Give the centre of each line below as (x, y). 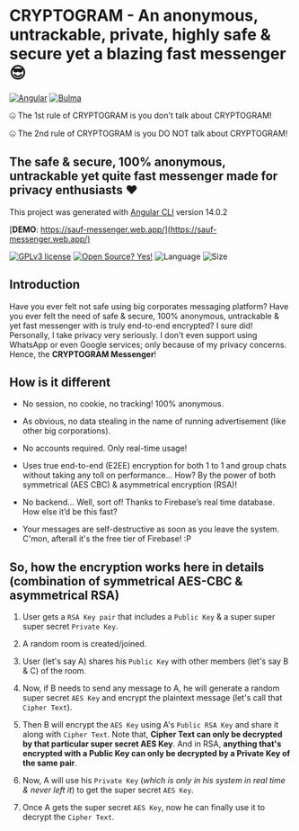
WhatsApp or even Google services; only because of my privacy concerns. (148, 344)
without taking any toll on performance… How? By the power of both (149, 475)
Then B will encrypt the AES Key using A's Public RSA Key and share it (150, 725)
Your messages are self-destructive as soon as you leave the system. (151, 529)
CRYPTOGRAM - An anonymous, (134, 16)
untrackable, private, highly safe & (140, 35)
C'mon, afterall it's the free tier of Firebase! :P (106, 539)
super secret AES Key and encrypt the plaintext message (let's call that (152, 698)
